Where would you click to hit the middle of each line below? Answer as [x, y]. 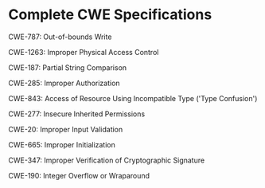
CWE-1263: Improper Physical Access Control [84, 52]
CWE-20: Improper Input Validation [66, 129]
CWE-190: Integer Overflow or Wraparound [79, 175]
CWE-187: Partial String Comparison [68, 67]
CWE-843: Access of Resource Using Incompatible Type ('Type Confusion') [133, 98]
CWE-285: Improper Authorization [64, 83]
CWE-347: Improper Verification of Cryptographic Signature [107, 160]
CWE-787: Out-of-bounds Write [60, 37]
